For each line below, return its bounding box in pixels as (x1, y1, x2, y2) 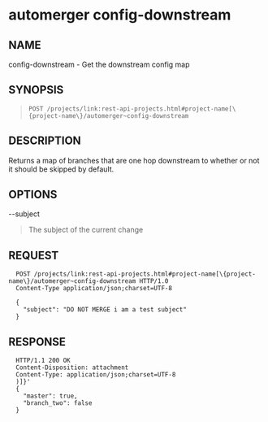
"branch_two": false (23, 399, 93, 407)
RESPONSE (8, 335, 67, 349)
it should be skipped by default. (8, 164, 115, 174)
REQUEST (8, 248, 59, 262)
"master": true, (23, 392, 79, 400)
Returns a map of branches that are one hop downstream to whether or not (8, 155, 260, 165)
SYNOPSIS (8, 83, 64, 97)
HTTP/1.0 (139, 277, 169, 285)
